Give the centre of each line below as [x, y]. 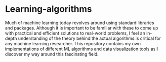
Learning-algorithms [49, 9]
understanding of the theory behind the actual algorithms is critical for [89, 38]
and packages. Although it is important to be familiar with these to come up [82, 28]
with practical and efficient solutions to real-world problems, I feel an [75, 33]
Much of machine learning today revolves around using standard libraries [80, 23]
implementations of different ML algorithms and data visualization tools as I [82, 49]
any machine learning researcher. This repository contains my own [73, 43]
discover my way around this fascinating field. [52, 54]
